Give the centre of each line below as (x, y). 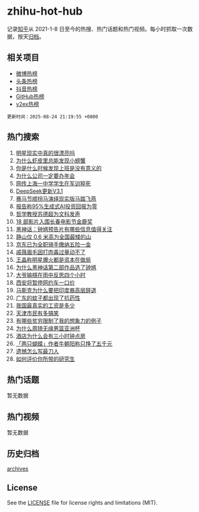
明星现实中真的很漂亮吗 (45, 153)
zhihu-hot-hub (45, 11)
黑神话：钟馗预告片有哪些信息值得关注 (64, 229)
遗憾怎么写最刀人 (37, 351)
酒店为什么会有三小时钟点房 (51, 336)
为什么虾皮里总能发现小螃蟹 (51, 160)
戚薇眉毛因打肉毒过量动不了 (51, 252)
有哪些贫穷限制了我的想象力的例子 (59, 320)
